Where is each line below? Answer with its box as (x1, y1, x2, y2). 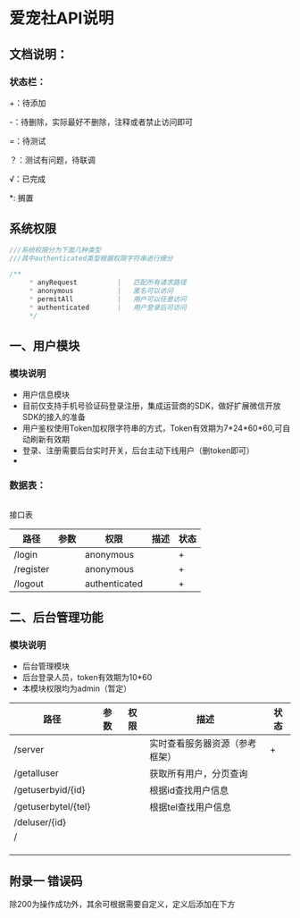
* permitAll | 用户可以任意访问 (29, 295, 187, 304)
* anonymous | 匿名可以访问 (29, 287, 174, 296)
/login (13, 548, 38, 560)
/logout (13, 577, 45, 590)
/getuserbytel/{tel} (13, 801, 91, 813)
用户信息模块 (21, 390, 70, 400)
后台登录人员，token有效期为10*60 (21, 672, 153, 683)
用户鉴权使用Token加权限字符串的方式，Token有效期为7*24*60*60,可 (21, 423, 283, 434)
